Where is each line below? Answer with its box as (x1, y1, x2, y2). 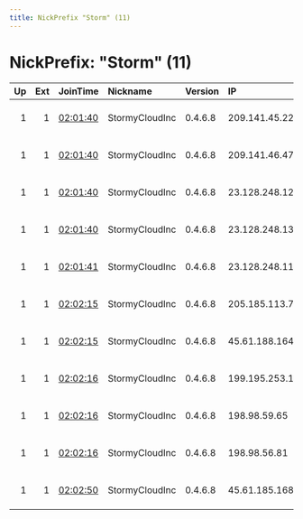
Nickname (107, 85, 152, 97)
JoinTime (58, 85, 99, 97)
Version (184, 85, 219, 97)
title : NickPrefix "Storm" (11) (9, 13, 131, 23)
